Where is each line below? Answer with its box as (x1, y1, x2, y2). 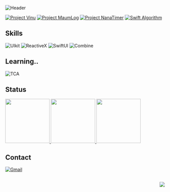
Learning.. (5, 57, 39, 66)
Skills (5, 29, 23, 38)
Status (5, 85, 27, 94)
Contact (5, 153, 31, 162)
